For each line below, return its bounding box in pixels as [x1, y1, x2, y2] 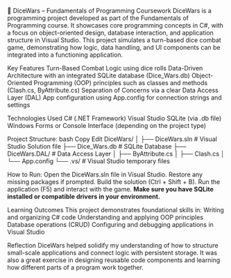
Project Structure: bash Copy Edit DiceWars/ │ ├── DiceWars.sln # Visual [7, 135, 217, 143]
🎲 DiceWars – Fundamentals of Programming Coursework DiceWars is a [7, 7, 212, 15]
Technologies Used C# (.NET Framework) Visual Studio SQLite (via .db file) [7, 114, 222, 122]
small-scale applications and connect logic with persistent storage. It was [7, 249, 217, 257]
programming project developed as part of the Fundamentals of [7, 14, 189, 22]
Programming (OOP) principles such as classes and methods [33, 79, 208, 86]
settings [7, 101, 31, 109]
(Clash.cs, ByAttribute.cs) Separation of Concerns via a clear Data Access [7, 86, 219, 94]
